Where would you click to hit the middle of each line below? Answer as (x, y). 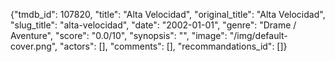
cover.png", (34, 46)
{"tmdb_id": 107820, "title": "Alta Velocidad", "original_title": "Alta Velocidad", (168, 14)
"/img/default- (258, 35)
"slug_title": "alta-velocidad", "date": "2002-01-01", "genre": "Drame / (153, 25)
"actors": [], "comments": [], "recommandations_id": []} (173, 46)
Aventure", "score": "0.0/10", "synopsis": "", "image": (119, 35)
